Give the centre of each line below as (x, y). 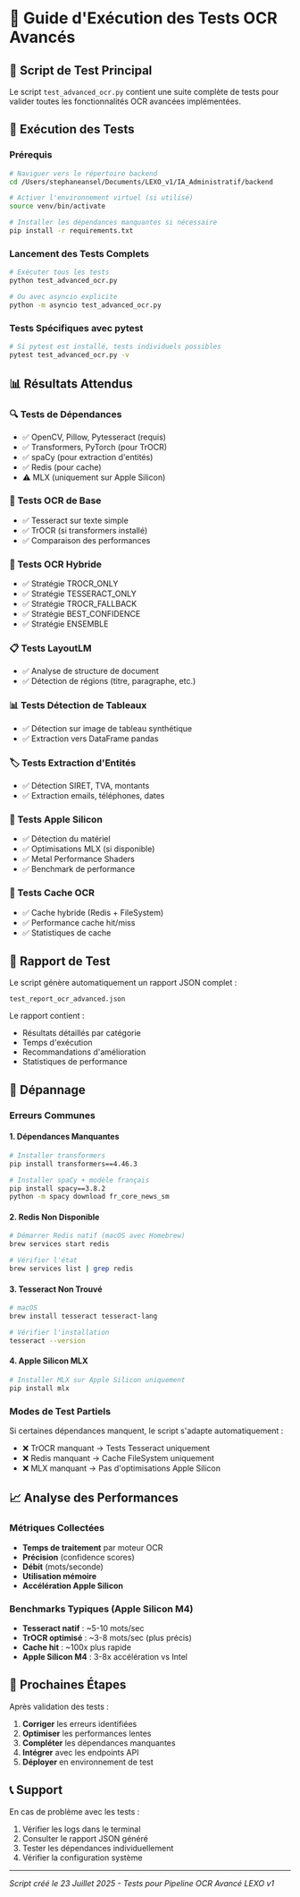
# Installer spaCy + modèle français (79, 1180)
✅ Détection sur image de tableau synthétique (107, 728)
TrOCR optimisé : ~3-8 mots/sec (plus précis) (107, 1637)
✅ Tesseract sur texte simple (75, 520)
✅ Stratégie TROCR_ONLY (70, 584)
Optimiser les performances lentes (87, 1733)
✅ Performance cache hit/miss (79, 922)
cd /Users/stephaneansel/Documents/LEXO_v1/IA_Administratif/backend (142, 182)
